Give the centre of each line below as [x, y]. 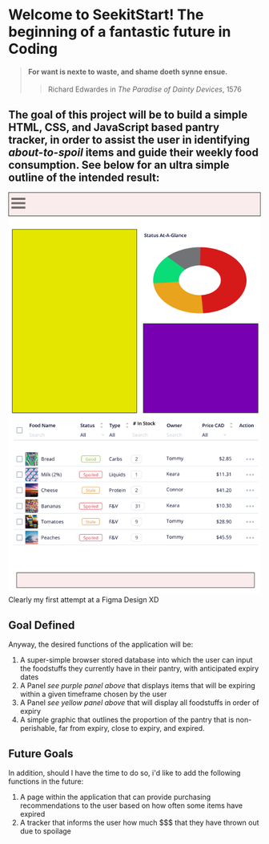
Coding [33, 49]
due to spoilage [46, 831]
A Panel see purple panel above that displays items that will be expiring [138, 686]
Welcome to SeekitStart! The [106, 15]
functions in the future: [46, 781]
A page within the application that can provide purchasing [115, 797]
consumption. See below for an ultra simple [119, 165]
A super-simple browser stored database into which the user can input [137, 660]
